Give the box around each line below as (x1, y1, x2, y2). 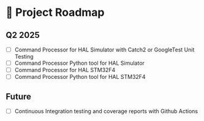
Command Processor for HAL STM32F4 (14, 67, 116, 74)
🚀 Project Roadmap (6, 5, 105, 20)
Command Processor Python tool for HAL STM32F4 (14, 73, 146, 81)
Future (6, 91, 32, 101)
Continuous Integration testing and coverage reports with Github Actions (14, 108, 198, 115)
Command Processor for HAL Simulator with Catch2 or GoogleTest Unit (14, 46, 195, 53)
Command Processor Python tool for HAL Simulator (14, 59, 145, 67)
